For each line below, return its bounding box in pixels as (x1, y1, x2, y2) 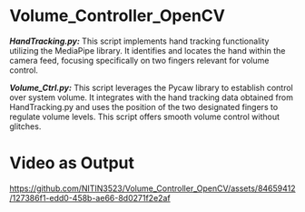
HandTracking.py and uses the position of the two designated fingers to (9, 101, 279, 112)
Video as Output (9, 153, 134, 174)
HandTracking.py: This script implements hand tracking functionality (9, 35, 270, 46)
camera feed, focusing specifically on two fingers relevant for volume (9, 55, 270, 66)
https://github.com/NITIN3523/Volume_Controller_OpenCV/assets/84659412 (9, 183, 297, 194)
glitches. (9, 120, 42, 132)
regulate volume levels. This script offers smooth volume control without (9, 111, 280, 122)
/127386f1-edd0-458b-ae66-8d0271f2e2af (9, 192, 171, 203)
